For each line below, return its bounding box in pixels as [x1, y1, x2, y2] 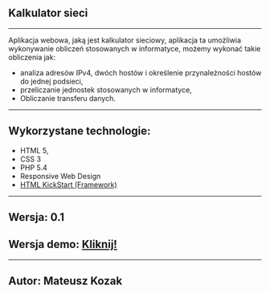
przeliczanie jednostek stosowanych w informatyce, [19, 84, 193, 95]
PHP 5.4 [19, 162, 48, 172]
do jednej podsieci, [19, 76, 84, 86]
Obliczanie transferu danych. [19, 93, 117, 103]
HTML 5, [19, 145, 49, 155]
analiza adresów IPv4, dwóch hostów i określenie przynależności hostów [19, 67, 262, 77]
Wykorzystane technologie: [8, 124, 151, 138]
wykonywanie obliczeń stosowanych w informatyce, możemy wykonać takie [8, 43, 261, 53]
